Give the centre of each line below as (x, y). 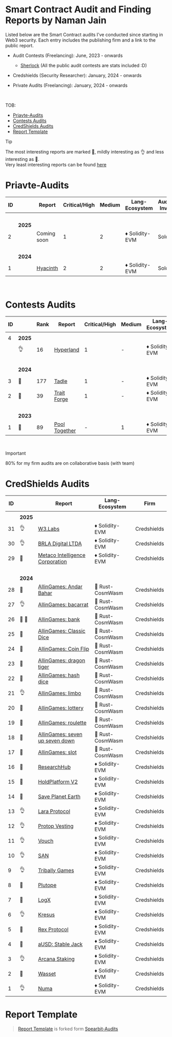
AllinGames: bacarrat (63, 605)
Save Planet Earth (59, 796)
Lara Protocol (54, 811)
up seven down (57, 741)
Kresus (47, 914)
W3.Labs (49, 529)
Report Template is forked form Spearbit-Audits (68, 1029)
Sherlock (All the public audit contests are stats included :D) (84, 65)
